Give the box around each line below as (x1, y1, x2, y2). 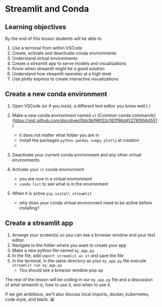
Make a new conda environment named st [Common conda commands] (12, 112, 156, 118)
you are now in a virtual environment (19, 176, 92, 182)
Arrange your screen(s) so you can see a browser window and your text (12, 232, 156, 238)
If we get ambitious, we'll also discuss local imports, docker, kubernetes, (5, 291, 150, 297)
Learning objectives (5, 23, 67, 31)
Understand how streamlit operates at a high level (12, 71, 111, 76)
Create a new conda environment (5, 90, 107, 98)
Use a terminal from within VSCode (12, 45, 82, 51)
